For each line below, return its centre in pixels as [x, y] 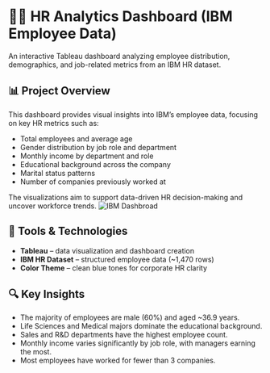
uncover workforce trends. [52, 206]
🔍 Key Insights [47, 294]
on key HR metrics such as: [54, 123]
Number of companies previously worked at [93, 182]
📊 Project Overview [59, 91]
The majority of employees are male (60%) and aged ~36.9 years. [130, 317]
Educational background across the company [96, 164]
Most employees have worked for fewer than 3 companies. [118, 360]
